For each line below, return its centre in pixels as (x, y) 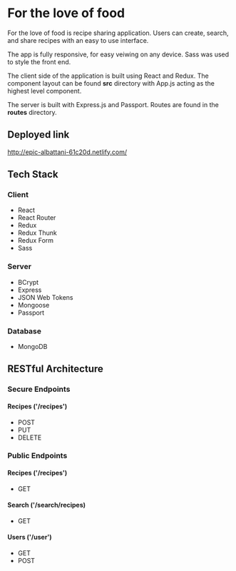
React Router (37, 218)
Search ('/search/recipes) (47, 505)
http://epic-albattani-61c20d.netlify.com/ (67, 152)
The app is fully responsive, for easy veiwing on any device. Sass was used (118, 54)
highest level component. (45, 91)
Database (24, 331)
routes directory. (32, 112)
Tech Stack (33, 175)
